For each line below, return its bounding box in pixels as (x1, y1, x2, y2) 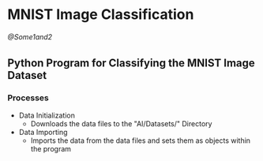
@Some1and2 (7, 32, 53, 41)
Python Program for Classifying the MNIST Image (7, 57, 256, 70)
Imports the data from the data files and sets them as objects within (30, 136, 250, 145)
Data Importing (18, 127, 68, 137)
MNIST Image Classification (7, 6, 194, 24)
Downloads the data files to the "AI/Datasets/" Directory (30, 118, 212, 128)
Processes (7, 92, 49, 103)
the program (30, 144, 72, 153)
